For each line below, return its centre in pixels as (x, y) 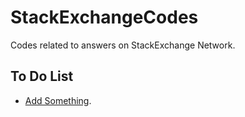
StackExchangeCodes (104, 17)
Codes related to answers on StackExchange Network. (123, 45)
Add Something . (58, 100)
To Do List (42, 76)
